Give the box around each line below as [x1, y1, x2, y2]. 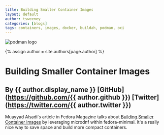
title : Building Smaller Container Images [5, 7, 94, 12]
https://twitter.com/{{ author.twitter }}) [7, 101, 131, 109]
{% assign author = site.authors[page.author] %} [5, 49, 104, 55]
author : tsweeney [5, 16, 41, 21]
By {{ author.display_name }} [5, 85, 96, 94]
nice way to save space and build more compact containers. [5, 124, 128, 131]
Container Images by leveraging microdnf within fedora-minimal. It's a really [5, 119, 159, 125]
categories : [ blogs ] [5, 21, 48, 26]
